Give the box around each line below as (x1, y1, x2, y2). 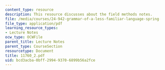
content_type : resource (5, 7, 54, 12)
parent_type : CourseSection (5, 44, 63, 49)
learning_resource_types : (5, 26, 58, 31)
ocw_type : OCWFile (5, 35, 43, 40)
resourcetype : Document (5, 48, 54, 53)
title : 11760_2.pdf (5, 53, 45, 58)
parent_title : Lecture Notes (5, 39, 65, 44)
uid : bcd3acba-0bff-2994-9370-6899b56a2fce (5, 58, 96, 63)
